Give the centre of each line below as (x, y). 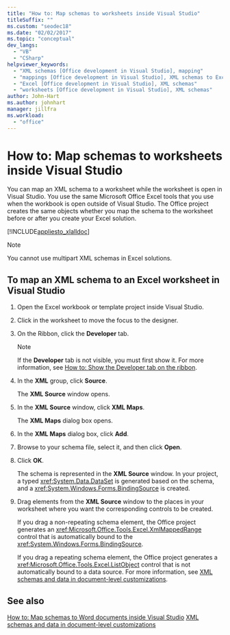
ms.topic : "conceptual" (41, 39)
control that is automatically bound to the (75, 537)
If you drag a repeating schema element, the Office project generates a (117, 558)
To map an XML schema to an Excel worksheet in (114, 279)
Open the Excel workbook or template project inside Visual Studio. (110, 307)
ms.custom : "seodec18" (39, 26)
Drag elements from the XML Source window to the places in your (110, 502)
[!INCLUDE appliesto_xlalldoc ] (49, 232)
